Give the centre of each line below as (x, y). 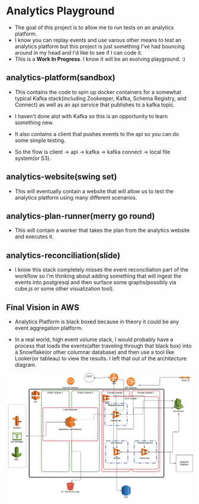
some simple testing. (40, 140)
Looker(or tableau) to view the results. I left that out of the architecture (100, 358)
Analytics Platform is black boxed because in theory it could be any (97, 322)
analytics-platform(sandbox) (61, 78)
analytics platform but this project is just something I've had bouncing (100, 46)
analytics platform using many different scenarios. (76, 197)
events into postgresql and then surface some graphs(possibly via (95, 282)
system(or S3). (33, 158)
